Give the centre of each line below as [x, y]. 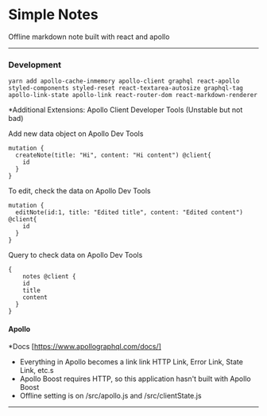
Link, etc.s [37, 371]
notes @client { [50, 277]
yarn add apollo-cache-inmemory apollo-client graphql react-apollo [124, 81]
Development [35, 64]
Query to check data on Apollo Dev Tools [75, 255]
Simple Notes [53, 15]
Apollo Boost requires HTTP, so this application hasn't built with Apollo [135, 379]
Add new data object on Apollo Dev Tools [76, 134]
